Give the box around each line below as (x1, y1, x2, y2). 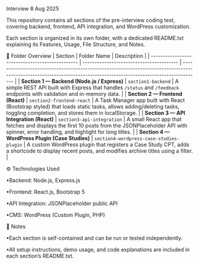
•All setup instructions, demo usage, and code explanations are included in (6, 246, 190, 253)
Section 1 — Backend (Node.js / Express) (21, 77, 124, 85)
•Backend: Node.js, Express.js (6, 177, 81, 184)
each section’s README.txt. (6, 253, 74, 259)
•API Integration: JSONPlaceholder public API (6, 200, 118, 207)
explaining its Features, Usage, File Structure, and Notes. (6, 41, 146, 48)
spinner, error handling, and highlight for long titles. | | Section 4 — (6, 128, 170, 135)
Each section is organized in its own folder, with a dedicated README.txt (6, 35, 184, 41)
